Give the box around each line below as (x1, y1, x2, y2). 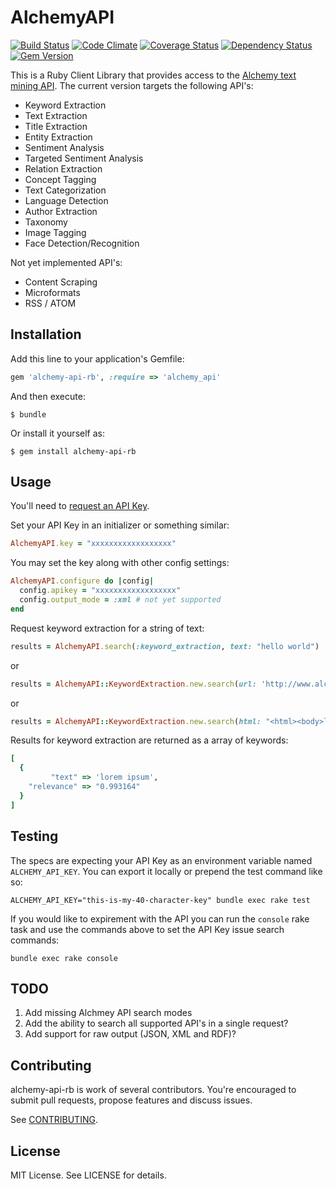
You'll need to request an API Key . (10, 500, 150, 512)
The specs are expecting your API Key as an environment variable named (10, 854, 313, 866)
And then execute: (10, 390, 86, 402)
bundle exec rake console (10, 953, 118, 963)
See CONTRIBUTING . (10, 1114, 98, 1126)
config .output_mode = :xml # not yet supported (19, 595, 222, 605)
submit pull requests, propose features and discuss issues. (10, 1094, 253, 1106)
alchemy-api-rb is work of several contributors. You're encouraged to (10, 1084, 297, 1096)
